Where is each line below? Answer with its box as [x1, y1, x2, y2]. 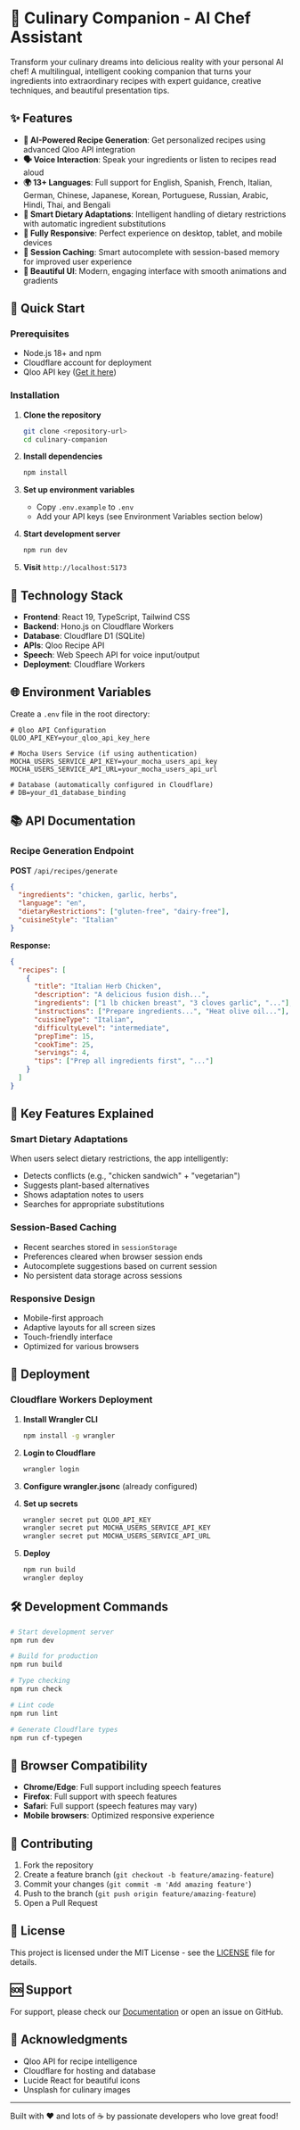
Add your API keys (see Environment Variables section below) [36, 511, 264, 522]
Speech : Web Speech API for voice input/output [22, 650, 200, 660]
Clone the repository [22, 410, 101, 420]
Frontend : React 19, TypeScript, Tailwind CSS [22, 611, 191, 623]
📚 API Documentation [10, 814, 136, 829]
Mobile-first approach [22, 1313, 104, 1323]
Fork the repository [22, 1860, 94, 1870]
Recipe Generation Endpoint [10, 845, 134, 858]
